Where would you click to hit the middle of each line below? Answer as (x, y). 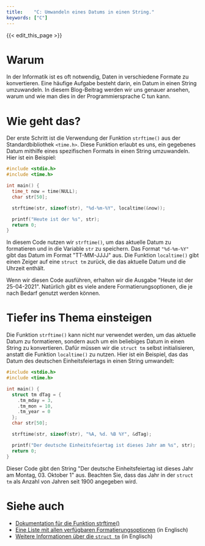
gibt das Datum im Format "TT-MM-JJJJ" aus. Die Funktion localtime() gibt (102, 256)
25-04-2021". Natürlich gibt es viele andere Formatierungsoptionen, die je (99, 287)
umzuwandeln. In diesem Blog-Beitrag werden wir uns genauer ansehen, (98, 90)
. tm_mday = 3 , (35, 400)
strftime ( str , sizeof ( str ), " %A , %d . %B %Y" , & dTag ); (82, 434)
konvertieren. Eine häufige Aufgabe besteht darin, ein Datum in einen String (102, 83)
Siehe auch (35, 506)
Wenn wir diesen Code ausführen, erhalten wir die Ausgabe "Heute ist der (100, 280)
